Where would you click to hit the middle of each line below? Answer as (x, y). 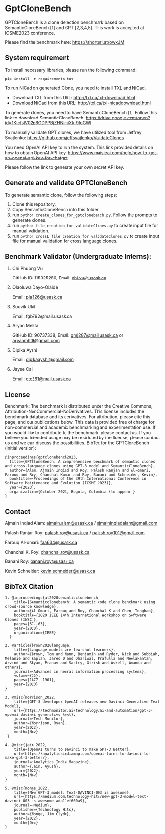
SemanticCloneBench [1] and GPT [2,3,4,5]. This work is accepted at (75, 27)
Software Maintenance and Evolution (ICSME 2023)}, (59, 483)
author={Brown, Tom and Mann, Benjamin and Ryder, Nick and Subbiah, (87, 654)
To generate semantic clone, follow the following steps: (61, 195)
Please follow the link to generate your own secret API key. (65, 167)
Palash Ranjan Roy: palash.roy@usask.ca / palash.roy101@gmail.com (75, 533)
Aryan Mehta (25, 326)
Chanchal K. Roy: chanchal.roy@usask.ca (47, 552)
